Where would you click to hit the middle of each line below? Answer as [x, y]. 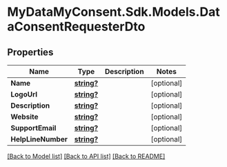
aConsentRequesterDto [76, 27]
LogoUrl [24, 94]
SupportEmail [33, 128]
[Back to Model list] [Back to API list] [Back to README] [86, 156]
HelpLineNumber [39, 139]
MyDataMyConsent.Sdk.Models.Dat [113, 12]
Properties [30, 52]
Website [24, 117]
